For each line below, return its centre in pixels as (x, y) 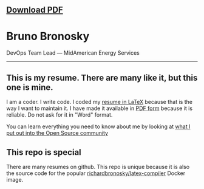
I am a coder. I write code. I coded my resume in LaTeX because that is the (100, 102)
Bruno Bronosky (48, 36)
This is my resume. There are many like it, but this (102, 77)
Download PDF (35, 10)
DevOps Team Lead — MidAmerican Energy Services (73, 53)
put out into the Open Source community (57, 133)
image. (15, 179)
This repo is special (44, 152)
